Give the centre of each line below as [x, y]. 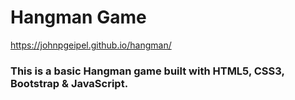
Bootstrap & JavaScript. [69, 83]
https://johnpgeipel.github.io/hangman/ [91, 45]
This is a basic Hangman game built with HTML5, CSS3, [147, 71]
